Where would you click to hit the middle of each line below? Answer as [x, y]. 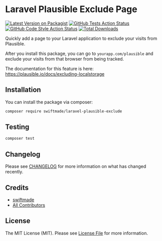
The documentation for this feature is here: [49, 69]
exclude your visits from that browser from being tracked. [65, 58]
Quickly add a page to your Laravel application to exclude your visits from [81, 38]
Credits [17, 188]
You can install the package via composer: [49, 102]
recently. [14, 172]
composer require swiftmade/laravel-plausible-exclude [64, 111]
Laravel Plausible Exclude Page [71, 9]
